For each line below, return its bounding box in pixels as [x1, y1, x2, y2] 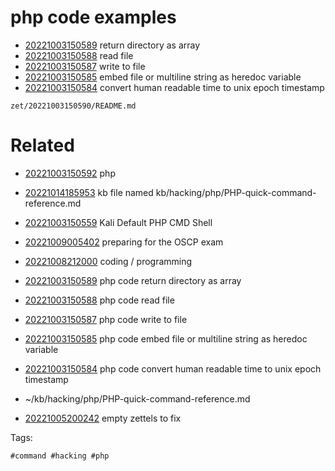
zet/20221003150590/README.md [10, 101, 137, 111]
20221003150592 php [24, 167, 116, 179]
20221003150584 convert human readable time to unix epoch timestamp [24, 81, 325, 93]
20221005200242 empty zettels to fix [24, 412, 182, 424]
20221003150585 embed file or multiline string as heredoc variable [24, 71, 302, 83]
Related [10, 134, 75, 157]
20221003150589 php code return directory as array [24, 274, 242, 286]
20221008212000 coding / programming [24, 255, 193, 267]
